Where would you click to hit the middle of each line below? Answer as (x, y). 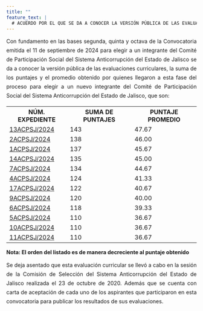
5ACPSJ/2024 (30, 218)
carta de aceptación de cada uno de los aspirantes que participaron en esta (101, 292)
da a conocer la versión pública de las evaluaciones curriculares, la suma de (101, 69)
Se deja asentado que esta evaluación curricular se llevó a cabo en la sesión (101, 265)
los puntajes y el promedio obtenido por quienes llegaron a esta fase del (101, 78)
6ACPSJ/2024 (30, 208)
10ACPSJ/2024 (32, 228)
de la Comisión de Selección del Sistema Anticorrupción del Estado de (101, 274)
